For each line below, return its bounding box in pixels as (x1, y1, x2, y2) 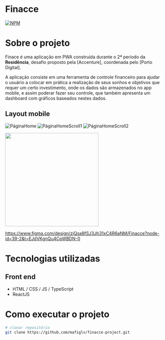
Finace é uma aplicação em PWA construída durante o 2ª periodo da (5, 54, 146, 60)
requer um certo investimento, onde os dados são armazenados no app (5, 85, 152, 91)
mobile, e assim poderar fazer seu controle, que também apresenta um (5, 90, 151, 96)
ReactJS (12, 291, 30, 297)
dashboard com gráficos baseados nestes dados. (5, 95, 107, 101)
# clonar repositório (5, 325, 50, 330)
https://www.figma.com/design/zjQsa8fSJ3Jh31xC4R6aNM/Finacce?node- (5, 230, 160, 236)
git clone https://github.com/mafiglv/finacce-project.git (5, 330, 130, 335)
